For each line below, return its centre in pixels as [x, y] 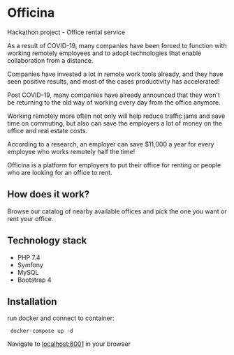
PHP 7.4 [29, 257]
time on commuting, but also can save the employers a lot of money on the [115, 123]
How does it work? [49, 194]
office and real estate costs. [47, 130]
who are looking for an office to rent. [60, 172]
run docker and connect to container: [61, 318]
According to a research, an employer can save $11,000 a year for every [111, 144]
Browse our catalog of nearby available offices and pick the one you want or [117, 211]
